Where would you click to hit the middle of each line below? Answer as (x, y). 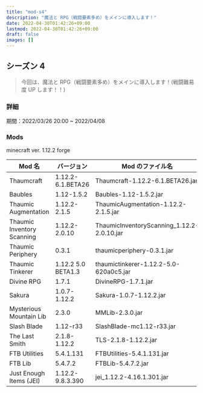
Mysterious (25, 309)
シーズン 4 (26, 66)
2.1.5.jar (107, 212)
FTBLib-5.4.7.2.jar (122, 363)
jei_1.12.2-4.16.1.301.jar (132, 377)
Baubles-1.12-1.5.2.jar (129, 195)
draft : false (23, 35)
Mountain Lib (28, 317)
